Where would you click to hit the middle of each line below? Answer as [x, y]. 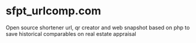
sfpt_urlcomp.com [54, 11]
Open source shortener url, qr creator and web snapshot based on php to [98, 27]
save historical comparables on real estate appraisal [71, 33]
